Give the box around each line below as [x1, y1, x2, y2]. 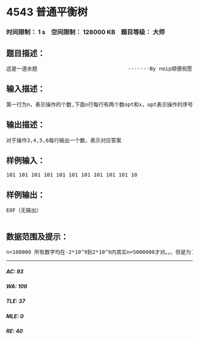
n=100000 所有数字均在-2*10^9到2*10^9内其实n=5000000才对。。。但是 [6, 248, 187, 255]
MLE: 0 [6, 312, 24, 319]
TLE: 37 [6, 298, 25, 305]
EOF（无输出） [6, 207, 42, 214]
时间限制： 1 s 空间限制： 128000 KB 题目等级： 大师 [6, 28, 165, 36]
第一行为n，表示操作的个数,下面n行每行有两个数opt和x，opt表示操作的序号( [6, 101, 197, 108]
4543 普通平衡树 [6, 5, 88, 19]
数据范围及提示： [6, 231, 69, 241]
